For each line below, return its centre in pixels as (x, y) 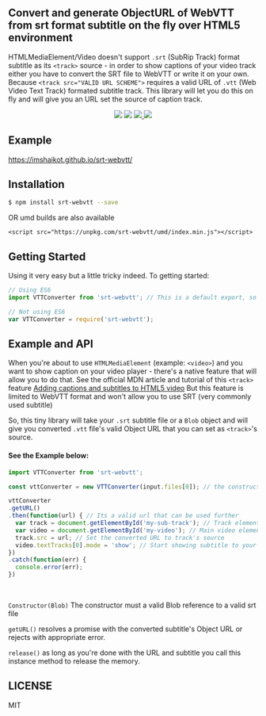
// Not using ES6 (37, 312)
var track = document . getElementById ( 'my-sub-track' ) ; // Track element (138, 523)
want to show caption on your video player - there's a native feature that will (133, 371)
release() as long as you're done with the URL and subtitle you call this (125, 653)
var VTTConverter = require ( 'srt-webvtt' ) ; (81, 319)
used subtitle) (30, 405)
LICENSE (30, 686)
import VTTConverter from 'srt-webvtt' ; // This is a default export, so (133, 297)
